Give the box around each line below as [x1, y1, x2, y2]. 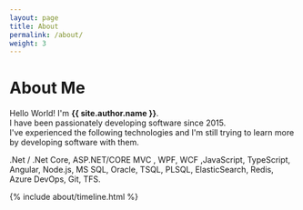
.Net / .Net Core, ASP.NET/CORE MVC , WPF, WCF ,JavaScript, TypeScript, [9, 155, 291, 165]
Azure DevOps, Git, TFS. [9, 174, 102, 185]
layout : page [9, 13, 59, 23]
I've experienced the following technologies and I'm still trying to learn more [9, 127, 295, 138]
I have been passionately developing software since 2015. [9, 117, 227, 128]
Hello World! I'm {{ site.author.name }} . [9, 108, 159, 119]
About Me [9, 78, 86, 98]
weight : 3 [9, 38, 47, 48]
